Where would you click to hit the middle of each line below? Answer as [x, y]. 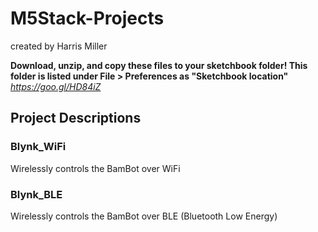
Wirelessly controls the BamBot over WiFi [95, 168]
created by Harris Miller [59, 46]
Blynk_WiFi [38, 147]
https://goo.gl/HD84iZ [56, 86]
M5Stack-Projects [87, 18]
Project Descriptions [76, 118]
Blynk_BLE [36, 194]
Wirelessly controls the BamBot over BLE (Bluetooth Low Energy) [144, 216]
